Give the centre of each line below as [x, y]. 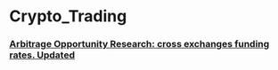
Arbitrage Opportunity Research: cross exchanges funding [139, 44]
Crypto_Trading [68, 16]
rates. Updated [42, 55]
